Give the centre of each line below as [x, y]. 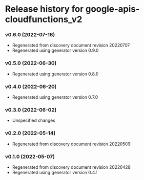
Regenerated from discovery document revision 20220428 [71, 167]
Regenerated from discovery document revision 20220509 [71, 144]
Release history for [44, 9]
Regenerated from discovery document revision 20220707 [71, 45]
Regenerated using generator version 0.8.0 [55, 74]
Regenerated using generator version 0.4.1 [55, 172]
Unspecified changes [33, 120]
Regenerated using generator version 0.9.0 [55, 50]
